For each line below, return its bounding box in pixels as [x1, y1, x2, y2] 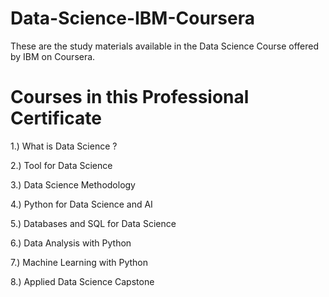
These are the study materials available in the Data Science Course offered [10, 40, 320, 52]
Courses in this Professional [10, 86, 250, 109]
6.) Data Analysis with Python [10, 237, 132, 249]
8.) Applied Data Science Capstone [10, 275, 155, 287]
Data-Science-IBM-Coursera [10, 7, 255, 30]
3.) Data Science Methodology [10, 178, 136, 191]
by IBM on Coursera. [10, 50, 96, 62]
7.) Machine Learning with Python [10, 256, 149, 268]
